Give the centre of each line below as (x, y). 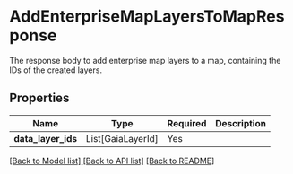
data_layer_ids (46, 138)
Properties (39, 98)
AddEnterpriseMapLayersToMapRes (147, 17)
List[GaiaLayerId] (122, 138)
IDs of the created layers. (56, 70)
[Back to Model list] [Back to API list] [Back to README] (112, 161)
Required (187, 123)
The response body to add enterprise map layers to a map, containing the (145, 60)
